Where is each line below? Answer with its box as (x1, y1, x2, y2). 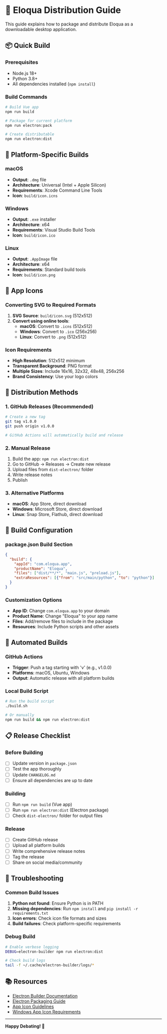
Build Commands (5, 93, 48, 100)
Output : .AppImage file (12, 256, 58, 262)
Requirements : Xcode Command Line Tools (12, 187, 103, 193)
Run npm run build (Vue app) (12, 801, 73, 807)
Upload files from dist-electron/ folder (12, 466, 94, 472)
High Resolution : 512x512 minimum (12, 358, 85, 364)
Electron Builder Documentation (12, 993, 78, 999)
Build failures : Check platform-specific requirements (12, 921, 121, 927)
